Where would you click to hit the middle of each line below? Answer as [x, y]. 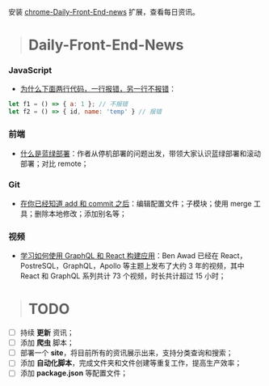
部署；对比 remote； [54, 163]
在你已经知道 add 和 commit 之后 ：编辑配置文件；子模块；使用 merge [136, 203]
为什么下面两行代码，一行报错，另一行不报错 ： [98, 89]
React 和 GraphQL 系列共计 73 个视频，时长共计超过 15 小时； [123, 276]
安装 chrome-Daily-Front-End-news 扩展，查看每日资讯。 [104, 12]
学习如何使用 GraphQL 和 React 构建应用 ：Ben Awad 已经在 [120, 256]
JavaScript [30, 70]
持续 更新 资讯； [47, 333]
